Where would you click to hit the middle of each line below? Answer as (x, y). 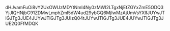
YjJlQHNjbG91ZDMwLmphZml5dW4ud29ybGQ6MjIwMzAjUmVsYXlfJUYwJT (85, 13)
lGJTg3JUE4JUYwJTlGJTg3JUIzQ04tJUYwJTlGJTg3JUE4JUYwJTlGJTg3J (84, 18)
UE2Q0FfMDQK (22, 23)
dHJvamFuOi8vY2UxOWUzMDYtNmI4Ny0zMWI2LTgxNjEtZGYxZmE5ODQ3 (84, 7)
